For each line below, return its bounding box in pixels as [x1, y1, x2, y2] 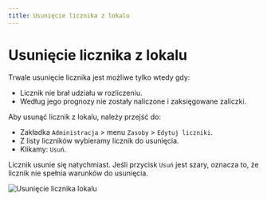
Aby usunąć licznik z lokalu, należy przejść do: [8, 112, 162, 121]
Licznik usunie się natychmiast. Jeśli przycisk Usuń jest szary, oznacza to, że [8, 160, 259, 169]
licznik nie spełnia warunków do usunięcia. [8, 168, 149, 178]
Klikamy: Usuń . [19, 144, 67, 154]
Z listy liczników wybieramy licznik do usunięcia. [19, 136, 179, 145]
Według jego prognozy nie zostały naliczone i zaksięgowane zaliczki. [19, 97, 247, 106]
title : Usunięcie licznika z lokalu [8, 11, 130, 20]
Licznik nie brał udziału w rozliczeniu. [19, 88, 143, 97]
